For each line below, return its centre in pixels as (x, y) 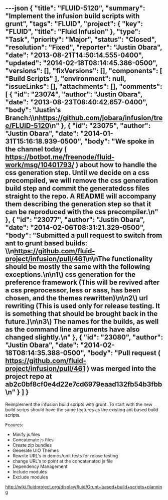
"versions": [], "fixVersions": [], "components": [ (84, 71)
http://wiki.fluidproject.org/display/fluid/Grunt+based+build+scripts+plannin (84, 486)
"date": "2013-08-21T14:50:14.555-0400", (74, 55)
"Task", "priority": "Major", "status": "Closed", (81, 40)
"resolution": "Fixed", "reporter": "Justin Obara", (84, 47)
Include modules (30, 471)
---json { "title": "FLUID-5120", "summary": (75, 8)
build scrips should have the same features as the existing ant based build (82, 409)
